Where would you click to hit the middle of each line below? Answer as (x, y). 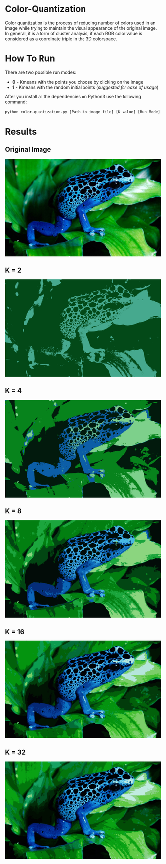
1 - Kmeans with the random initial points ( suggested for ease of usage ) (85, 87)
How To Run (30, 59)
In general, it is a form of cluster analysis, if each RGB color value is (74, 33)
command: (16, 102)
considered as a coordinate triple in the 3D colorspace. (61, 39)
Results (21, 132)
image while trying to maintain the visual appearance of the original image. (81, 28)
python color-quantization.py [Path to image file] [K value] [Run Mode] (83, 112)
